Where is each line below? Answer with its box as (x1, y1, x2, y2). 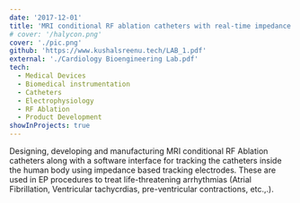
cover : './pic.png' (9, 38, 83, 47)
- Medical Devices (17, 72, 87, 80)
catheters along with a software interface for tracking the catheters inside (9, 156, 282, 165)
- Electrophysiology (17, 96, 94, 106)
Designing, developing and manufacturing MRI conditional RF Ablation (9, 146, 269, 156)
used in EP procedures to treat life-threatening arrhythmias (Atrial (9, 174, 251, 184)
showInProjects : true (9, 122, 91, 131)
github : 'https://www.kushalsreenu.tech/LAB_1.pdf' (9, 47, 207, 55)
